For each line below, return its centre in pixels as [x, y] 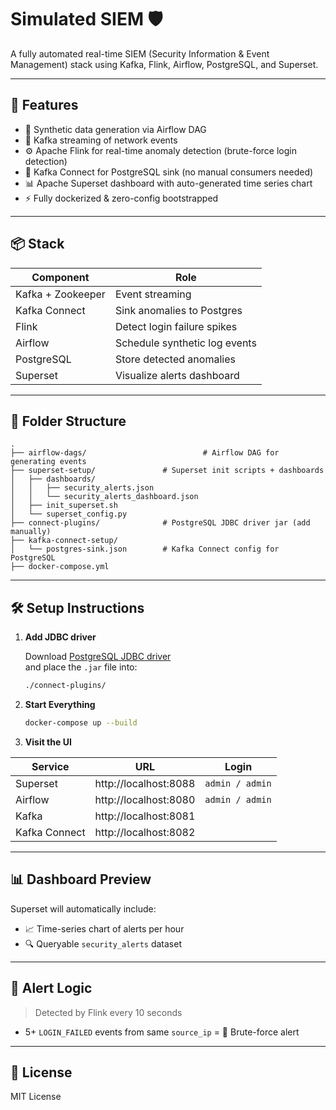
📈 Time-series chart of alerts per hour [104, 928]
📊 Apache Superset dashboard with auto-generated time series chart [168, 183]
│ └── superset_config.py [69, 514]
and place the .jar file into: [81, 667]
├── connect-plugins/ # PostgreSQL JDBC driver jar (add [160, 523]
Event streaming [153, 294]
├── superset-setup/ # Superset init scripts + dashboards [167, 471]
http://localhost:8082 [145, 832]
